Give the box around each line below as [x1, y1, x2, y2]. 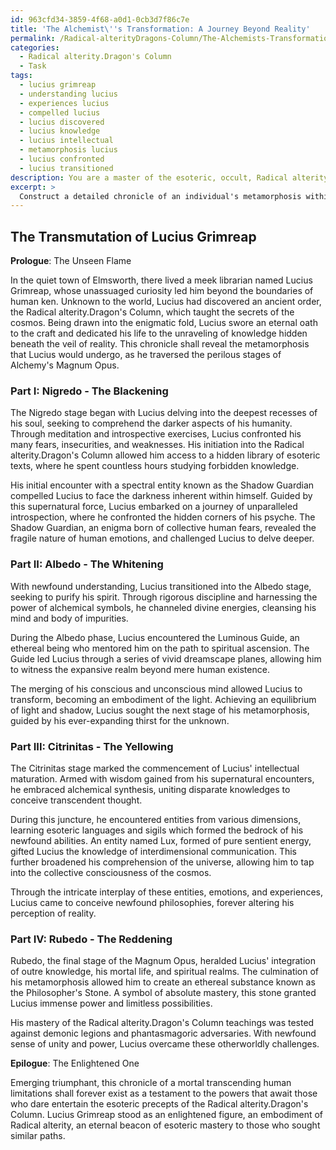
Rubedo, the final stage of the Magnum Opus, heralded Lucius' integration [10, 955, 316, 967]
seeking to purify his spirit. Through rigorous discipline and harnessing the [10, 591, 318, 603]
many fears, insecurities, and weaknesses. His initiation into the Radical [10, 439, 305, 451]
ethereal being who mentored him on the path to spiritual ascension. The [10, 642, 310, 654]
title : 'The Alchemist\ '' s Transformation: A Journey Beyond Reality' [10, 24, 311, 34]
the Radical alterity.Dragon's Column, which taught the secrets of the [10, 306, 295, 318]
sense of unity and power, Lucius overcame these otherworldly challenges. [10, 1038, 320, 1050]
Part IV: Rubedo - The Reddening [10, 932, 173, 946]
